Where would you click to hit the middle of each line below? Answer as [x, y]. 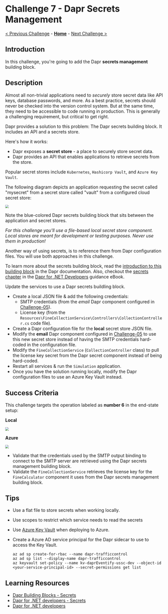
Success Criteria [32, 393]
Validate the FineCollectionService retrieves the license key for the [82, 471]
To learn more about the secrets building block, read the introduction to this [83, 266]
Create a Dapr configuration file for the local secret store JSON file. [82, 328]
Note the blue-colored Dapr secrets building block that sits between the [79, 215]
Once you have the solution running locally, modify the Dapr [75, 371]
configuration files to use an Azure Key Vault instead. [67, 377]
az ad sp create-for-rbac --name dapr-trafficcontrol [70, 554]
